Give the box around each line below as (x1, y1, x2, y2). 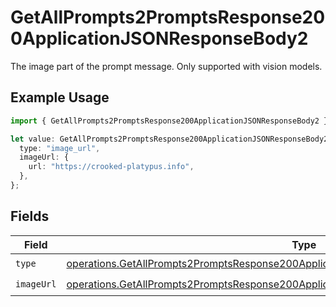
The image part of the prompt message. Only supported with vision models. (10, 60, 323, 72)
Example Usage (10, 89, 110, 106)
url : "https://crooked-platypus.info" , (28, 162, 195, 172)
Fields (10, 208, 50, 225)
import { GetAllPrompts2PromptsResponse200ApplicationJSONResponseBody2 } (10, 116, 329, 126)
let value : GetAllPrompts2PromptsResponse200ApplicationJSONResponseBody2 (10, 134, 329, 144)
